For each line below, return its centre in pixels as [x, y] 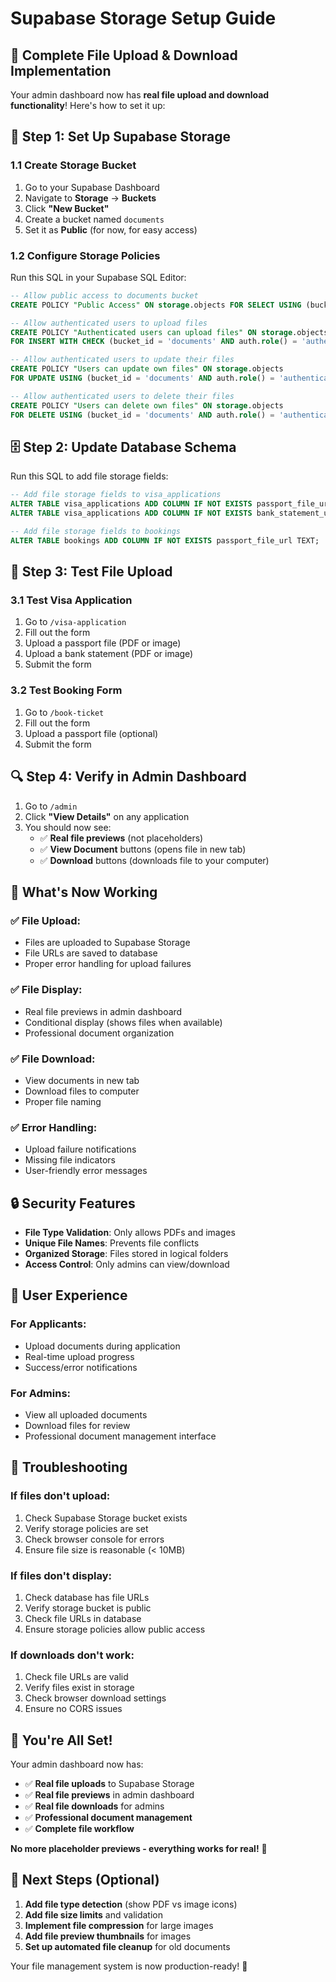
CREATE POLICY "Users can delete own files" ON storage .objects [147, 405]
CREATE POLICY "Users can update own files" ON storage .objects [147, 369]
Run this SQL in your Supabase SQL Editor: [98, 277]
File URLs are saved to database [91, 953]
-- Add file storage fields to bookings [96, 532]
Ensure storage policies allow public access [115, 1629]
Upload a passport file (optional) [91, 733]
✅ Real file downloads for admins [94, 1806]
